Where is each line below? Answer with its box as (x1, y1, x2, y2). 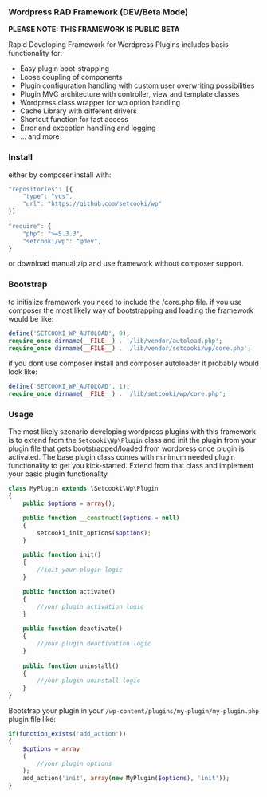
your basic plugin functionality (8, 469, 108, 479)
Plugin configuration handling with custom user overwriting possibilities (19, 81, 255, 90)
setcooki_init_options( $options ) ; (37, 529, 151, 537)
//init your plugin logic (37, 566, 124, 574)
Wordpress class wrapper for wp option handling (19, 98, 181, 108)
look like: (8, 367, 38, 377)
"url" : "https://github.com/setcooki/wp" (22, 200, 162, 208)
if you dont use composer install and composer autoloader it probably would (8, 358, 259, 369)
